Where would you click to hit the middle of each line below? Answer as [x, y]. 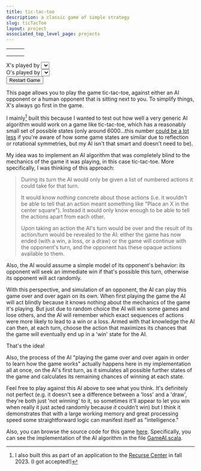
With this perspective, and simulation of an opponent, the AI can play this [96, 289]
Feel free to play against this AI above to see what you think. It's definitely [97, 388]
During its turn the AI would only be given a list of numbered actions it [107, 179]
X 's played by [23, 65]
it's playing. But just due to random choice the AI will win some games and [98, 309]
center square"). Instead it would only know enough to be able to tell [105, 210]
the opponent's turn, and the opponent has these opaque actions [101, 247]
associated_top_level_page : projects [53, 34]
